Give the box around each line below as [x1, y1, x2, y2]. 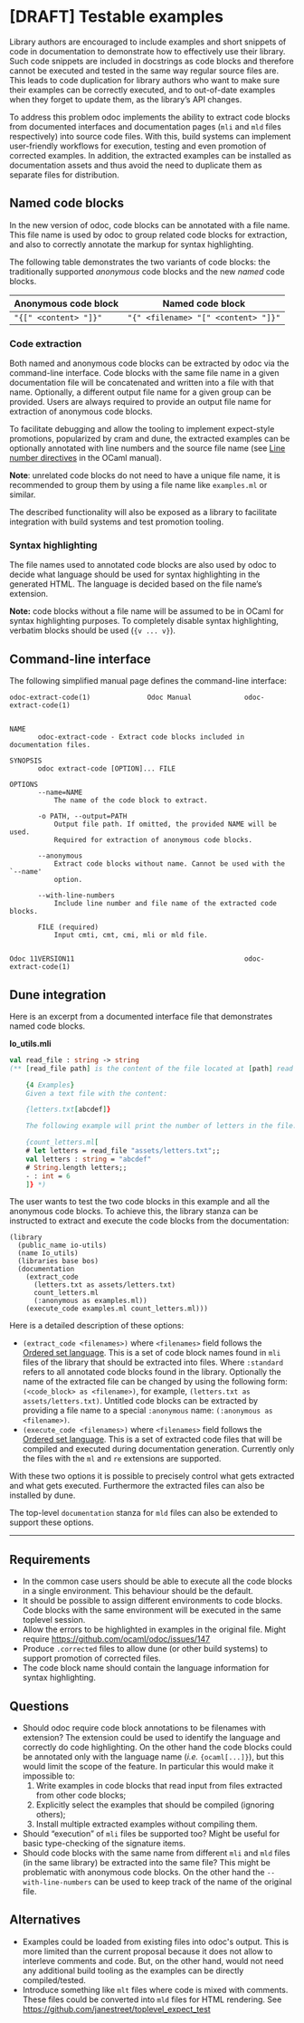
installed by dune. [9, 1490, 76, 1500]
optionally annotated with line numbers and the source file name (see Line [9, 443, 286, 454]
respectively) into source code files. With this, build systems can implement [9, 130, 291, 141]
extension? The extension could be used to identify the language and [22, 1732, 280, 1743]
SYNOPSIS [9, 756, 43, 766]
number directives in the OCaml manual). [9, 453, 162, 464]
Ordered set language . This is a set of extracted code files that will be [22, 1433, 282, 1445]
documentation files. [9, 741, 91, 750]
